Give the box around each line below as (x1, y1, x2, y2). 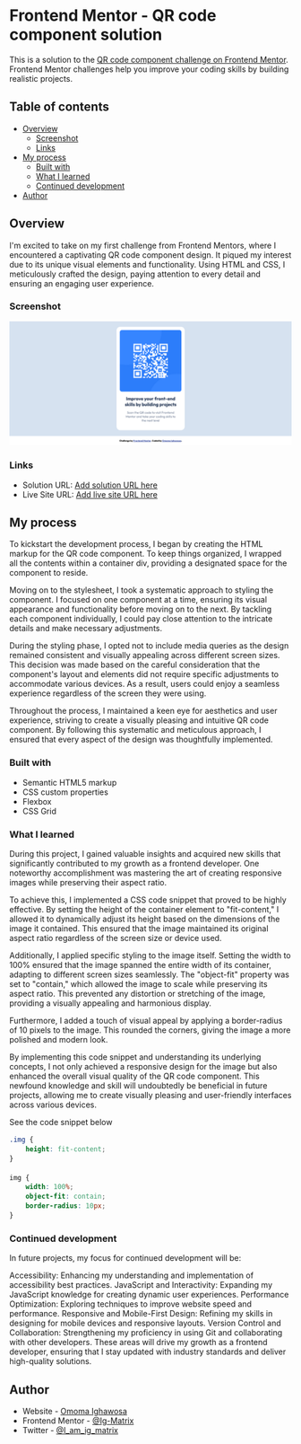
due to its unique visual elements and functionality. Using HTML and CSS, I (9, 259, 286, 269)
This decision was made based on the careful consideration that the (9, 659, 261, 670)
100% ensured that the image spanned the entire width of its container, (9, 960, 271, 971)
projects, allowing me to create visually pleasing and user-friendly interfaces (9, 1090, 292, 1101)
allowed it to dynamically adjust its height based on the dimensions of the (9, 913, 280, 925)
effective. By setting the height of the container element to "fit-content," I (9, 904, 279, 915)
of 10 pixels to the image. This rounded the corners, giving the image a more (9, 1025, 291, 1035)
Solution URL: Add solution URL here (21, 480, 159, 490)
